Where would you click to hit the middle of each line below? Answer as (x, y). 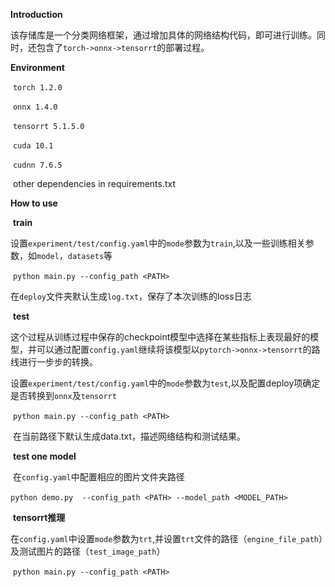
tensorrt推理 (39, 517)
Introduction (36, 14)
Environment (37, 67)
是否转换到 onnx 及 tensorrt (63, 395)
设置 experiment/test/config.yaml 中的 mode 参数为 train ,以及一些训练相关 (158, 243)
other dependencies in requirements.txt (94, 183)
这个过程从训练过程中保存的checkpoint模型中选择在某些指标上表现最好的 (160, 337)
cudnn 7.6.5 (37, 165)
